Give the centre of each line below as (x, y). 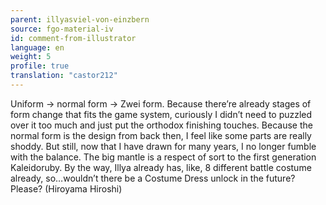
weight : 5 (31, 57)
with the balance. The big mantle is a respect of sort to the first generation (163, 157)
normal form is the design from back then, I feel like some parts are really (161, 135)
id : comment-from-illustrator (73, 38)
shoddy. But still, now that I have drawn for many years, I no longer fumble (163, 146)
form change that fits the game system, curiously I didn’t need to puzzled (161, 114)
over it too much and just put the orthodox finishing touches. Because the (161, 125)
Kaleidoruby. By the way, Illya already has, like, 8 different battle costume (161, 167)
